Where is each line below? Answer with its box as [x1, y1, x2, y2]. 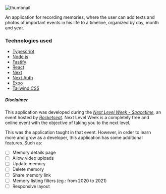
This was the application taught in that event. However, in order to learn [5, 129, 151, 135]
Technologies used [5, 37, 52, 44]
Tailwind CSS [12, 85, 40, 91]
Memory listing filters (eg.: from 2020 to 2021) [12, 178, 107, 184]
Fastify [12, 59, 26, 65]
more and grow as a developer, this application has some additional [5, 134, 143, 141]
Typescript [12, 49, 35, 55]
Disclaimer [5, 97, 28, 103]
